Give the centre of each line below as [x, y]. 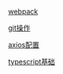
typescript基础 [31, 62]
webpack [23, 12]
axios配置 [24, 45]
